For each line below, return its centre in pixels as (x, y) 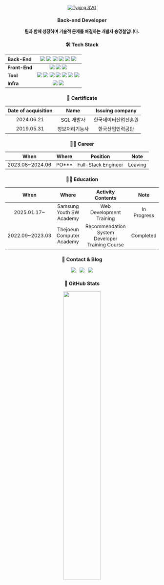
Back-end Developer (82, 20)
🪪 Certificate (82, 98)
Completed (144, 236)
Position (100, 156)
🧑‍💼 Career (82, 144)
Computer (68, 236)
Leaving (137, 165)
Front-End (20, 67)
